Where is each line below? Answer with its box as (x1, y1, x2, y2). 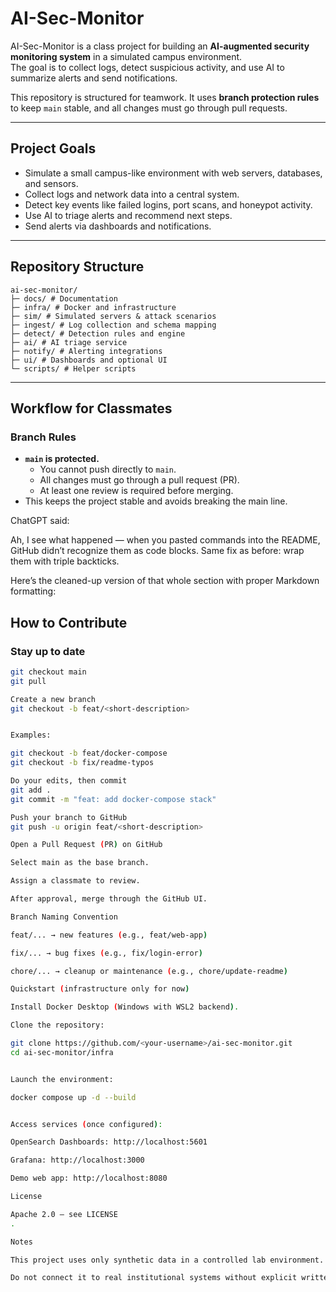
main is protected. (24, 453, 100, 465)
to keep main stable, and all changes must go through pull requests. (10, 102, 288, 114)
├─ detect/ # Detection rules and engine (10, 328, 186, 339)
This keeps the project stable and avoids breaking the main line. (24, 495, 288, 507)
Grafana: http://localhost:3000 (10, 1155, 145, 1166)
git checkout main (10, 667, 87, 677)
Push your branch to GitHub (10, 812, 128, 822)
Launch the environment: (10, 1074, 114, 1084)
